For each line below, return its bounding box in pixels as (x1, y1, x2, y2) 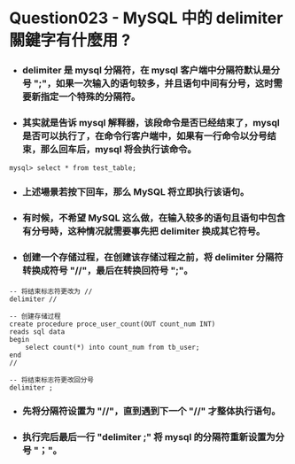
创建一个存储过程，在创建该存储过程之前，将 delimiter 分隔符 (21, 251, 283, 264)
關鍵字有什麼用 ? (9, 30, 131, 50)
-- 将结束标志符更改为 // (9, 287, 93, 296)
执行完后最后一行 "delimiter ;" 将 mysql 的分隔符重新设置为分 (21, 431, 285, 444)
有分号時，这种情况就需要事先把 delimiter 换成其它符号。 (21, 225, 266, 237)
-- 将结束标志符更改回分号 (9, 375, 95, 384)
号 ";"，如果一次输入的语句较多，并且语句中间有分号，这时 (21, 77, 274, 89)
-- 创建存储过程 (9, 312, 61, 321)
